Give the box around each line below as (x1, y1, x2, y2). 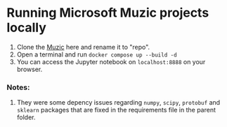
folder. (16, 113, 36, 121)
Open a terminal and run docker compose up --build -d (16, 50, 177, 59)
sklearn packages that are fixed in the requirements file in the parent (16, 106, 216, 114)
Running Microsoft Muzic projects (6, 5, 209, 21)
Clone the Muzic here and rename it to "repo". (16, 43, 150, 51)
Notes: (6, 82, 30, 92)
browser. (16, 65, 43, 73)
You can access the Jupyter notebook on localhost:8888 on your (16, 57, 206, 66)
